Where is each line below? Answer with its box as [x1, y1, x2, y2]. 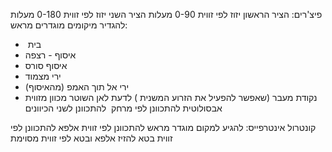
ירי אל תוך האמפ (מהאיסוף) [24, 81, 130, 93]
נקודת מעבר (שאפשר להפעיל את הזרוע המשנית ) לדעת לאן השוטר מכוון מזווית [24, 92, 318, 103]
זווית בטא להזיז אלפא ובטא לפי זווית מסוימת [10, 132, 173, 144]
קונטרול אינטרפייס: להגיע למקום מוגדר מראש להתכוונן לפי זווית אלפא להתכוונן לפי [10, 122, 317, 133]
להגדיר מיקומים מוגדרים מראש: [10, 19, 128, 31]
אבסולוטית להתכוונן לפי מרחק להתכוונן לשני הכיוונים [24, 102, 223, 114]
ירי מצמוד [24, 70, 62, 82]
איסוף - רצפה [24, 49, 77, 61]
